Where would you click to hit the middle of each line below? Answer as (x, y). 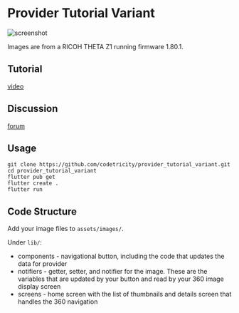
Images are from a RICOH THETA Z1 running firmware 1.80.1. (95, 46)
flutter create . (33, 183)
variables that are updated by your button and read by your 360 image (121, 279)
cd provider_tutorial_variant (52, 171)
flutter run (25, 190)
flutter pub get (31, 177)
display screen (39, 287)
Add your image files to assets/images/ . (65, 229)
